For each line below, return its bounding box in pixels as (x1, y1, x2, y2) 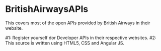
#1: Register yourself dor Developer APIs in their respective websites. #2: (5, 35, 156, 41)
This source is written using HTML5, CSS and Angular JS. (5, 40, 125, 46)
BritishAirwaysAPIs (5, 3, 89, 15)
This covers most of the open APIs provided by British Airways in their (5, 20, 150, 26)
